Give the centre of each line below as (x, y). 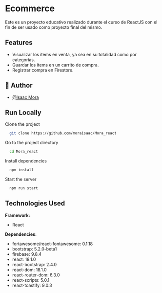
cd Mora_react (24, 152)
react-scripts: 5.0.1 (31, 280)
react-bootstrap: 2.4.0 (34, 264)
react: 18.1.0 (24, 259)
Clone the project (22, 124)
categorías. (23, 60)
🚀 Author (19, 85)
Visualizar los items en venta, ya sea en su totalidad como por (74, 54)
